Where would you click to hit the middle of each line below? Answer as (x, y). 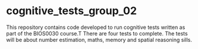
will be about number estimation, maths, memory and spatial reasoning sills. (99, 40)
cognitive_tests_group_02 (72, 11)
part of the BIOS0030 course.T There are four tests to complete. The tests (97, 33)
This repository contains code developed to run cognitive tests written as (96, 27)
